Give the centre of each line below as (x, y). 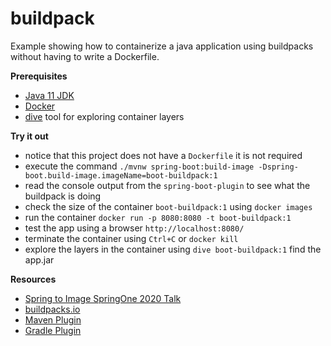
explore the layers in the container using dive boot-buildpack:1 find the (173, 249)
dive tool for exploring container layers (104, 116)
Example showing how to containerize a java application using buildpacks (162, 46)
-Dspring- (278, 167)
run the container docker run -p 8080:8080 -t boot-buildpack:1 (158, 217)
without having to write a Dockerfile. (85, 56)
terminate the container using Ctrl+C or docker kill (131, 238)
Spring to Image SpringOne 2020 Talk (103, 298)
